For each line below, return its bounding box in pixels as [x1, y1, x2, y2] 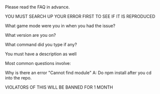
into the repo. [5, 75, 32, 80]
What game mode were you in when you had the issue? [5, 23, 116, 29]
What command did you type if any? [5, 42, 77, 47]
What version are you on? [5, 32, 56, 38]
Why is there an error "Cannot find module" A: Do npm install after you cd [5, 70, 152, 76]
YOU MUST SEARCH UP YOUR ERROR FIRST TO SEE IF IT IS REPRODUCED [5, 14, 156, 19]
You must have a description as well [5, 51, 77, 57]
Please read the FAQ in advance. [5, 4, 70, 10]
